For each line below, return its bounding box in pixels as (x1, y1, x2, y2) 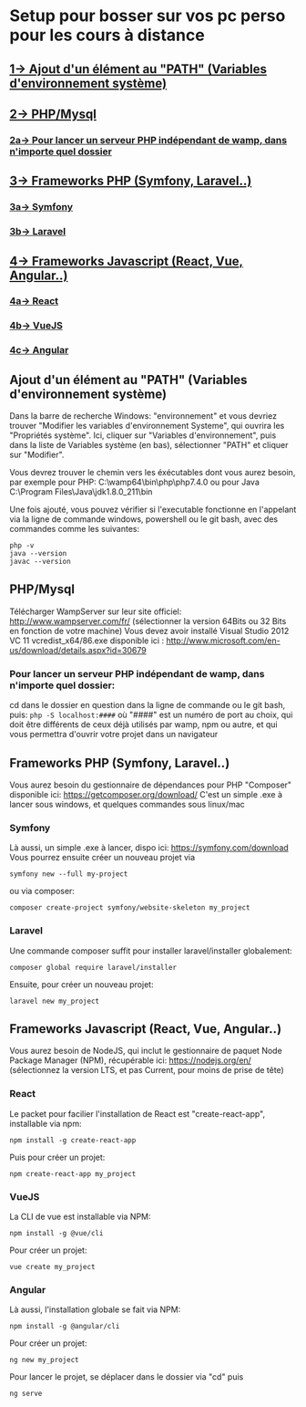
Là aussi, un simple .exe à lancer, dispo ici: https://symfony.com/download (9, 842, 289, 853)
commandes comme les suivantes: (9, 524, 140, 535)
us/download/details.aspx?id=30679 (9, 644, 148, 655)
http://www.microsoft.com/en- (166, 635, 280, 646)
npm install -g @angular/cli (9, 1322, 120, 1331)
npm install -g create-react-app (9, 1135, 137, 1145)
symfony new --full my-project (9, 870, 128, 879)
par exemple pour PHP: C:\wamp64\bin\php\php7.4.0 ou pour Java (9, 476, 260, 488)
